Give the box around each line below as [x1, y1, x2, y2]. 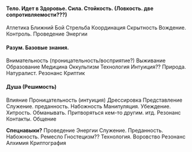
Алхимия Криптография [6, 139, 67, 146]
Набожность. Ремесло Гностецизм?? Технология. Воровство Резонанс [6, 133, 186, 140]
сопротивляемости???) [6, 11, 67, 18]
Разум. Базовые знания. [6, 44, 69, 51]
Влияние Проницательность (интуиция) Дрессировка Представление [6, 96, 183, 104]
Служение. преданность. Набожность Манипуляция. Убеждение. [6, 102, 171, 109]
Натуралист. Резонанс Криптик [6, 70, 86, 77]
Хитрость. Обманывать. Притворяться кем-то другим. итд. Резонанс [6, 109, 181, 116]
